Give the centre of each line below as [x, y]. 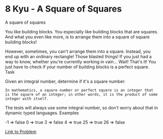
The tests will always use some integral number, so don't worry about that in [81, 108]
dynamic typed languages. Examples [42, 113]
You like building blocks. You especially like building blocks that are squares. [82, 31]
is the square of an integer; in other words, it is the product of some [81, 94]
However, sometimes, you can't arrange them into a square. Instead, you [78, 51]
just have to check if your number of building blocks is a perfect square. [77, 67]
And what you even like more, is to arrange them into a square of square [77, 37]
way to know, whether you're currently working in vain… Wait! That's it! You [81, 62]
